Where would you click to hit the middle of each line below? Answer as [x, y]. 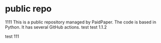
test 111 [12, 36]
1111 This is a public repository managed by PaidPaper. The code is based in [81, 22]
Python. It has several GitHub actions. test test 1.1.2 [56, 27]
